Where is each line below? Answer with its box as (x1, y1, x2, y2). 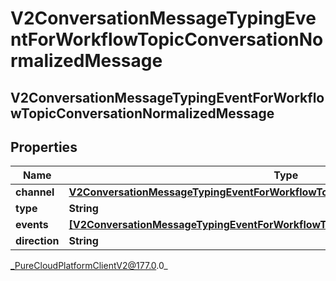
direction (15, 234, 60, 248)
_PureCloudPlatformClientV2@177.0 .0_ (10, 260, 168, 272)
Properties (10, 138, 78, 156)
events (15, 218, 49, 232)
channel (15, 185, 55, 199)
